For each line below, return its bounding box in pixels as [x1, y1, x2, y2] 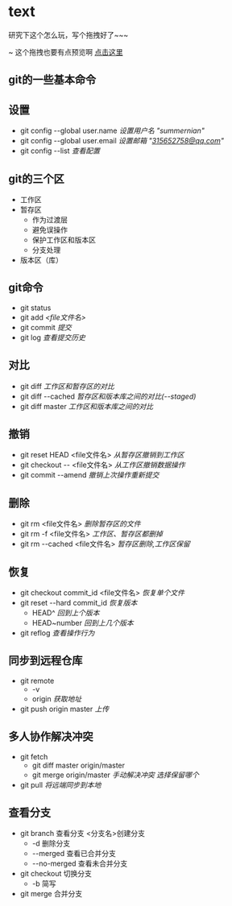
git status [19, 303, 52, 312]
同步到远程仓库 [8, 654, 83, 668]
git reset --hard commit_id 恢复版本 [19, 598, 138, 608]
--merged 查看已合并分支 [31, 849, 117, 858]
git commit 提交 [19, 322, 72, 332]
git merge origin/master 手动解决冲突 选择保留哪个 [31, 770, 199, 780]
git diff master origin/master [31, 760, 126, 770]
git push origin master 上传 [19, 704, 110, 714]
